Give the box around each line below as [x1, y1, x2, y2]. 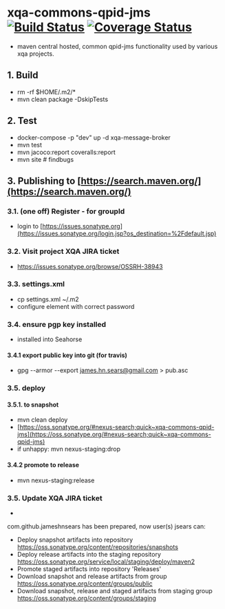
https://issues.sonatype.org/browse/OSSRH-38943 [17, 262, 163, 270]
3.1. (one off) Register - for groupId [7, 206, 125, 216]
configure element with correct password [17, 302, 135, 310]
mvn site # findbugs [17, 155, 74, 163]
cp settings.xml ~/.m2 [17, 295, 79, 303]
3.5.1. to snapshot [7, 400, 59, 409]
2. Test [7, 115, 37, 127]
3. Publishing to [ [7, 175, 81, 186]
